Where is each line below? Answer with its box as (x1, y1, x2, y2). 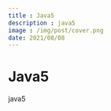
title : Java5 (8, 11, 55, 20)
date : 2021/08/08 (8, 33, 65, 42)
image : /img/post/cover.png (8, 26, 104, 34)
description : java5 (8, 19, 76, 27)
